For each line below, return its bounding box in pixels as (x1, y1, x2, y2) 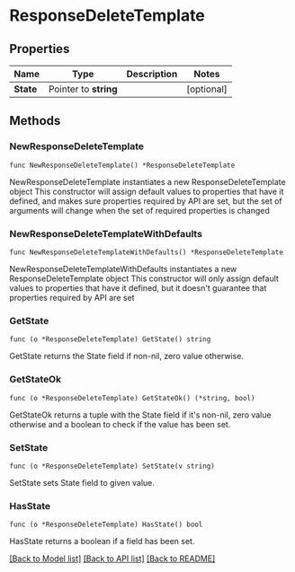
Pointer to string (48, 83, 119, 95)
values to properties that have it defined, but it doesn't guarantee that (9, 282, 267, 293)
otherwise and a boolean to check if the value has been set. (9, 418, 231, 429)
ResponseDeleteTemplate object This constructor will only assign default (9, 273, 279, 284)
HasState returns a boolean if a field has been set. (9, 536, 195, 547)
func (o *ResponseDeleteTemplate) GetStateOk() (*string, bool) (9, 393, 255, 402)
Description (126, 68, 178, 80)
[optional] (185, 83, 228, 95)
